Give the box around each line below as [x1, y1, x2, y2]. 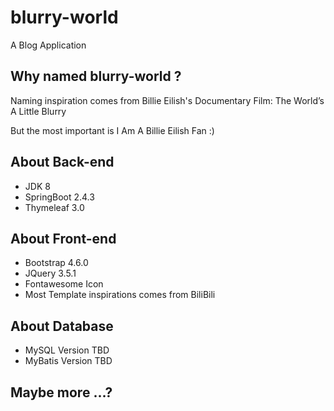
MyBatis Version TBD [24, 355, 113, 367]
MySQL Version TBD [24, 344, 110, 356]
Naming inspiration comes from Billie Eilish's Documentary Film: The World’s [10, 94, 325, 106]
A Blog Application [10, 39, 87, 51]
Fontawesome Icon [24, 278, 104, 290]
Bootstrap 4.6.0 [24, 257, 89, 269]
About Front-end [10, 230, 117, 247]
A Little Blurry [10, 105, 67, 117]
